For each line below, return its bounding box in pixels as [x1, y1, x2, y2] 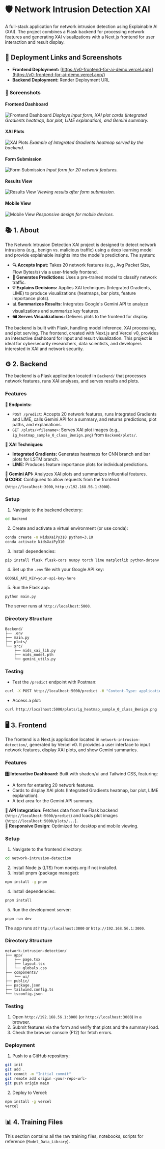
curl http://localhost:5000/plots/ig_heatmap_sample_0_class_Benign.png [5, 707, 157, 712]
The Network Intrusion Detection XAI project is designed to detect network [5, 242, 156, 247]
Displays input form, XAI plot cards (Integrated [53, 112, 147, 118]
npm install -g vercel [5, 1099, 52, 1104]
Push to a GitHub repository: [12, 1053, 70, 1059]
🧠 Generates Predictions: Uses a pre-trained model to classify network [12, 274, 157, 280]
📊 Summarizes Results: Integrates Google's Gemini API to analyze [12, 301, 148, 307]
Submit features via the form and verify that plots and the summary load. [12, 1024, 160, 1030]
